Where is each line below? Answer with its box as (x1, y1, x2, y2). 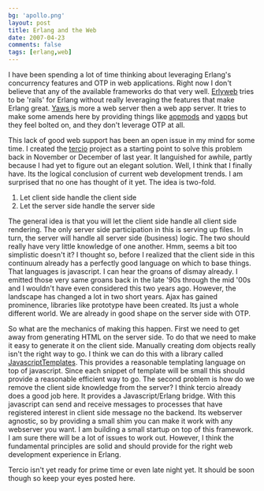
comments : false (8, 41, 61, 49)
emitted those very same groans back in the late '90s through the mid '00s (8, 275, 251, 284)
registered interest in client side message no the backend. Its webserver (8, 408, 243, 417)
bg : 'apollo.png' (8, 11, 65, 20)
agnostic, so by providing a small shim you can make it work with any (8, 416, 233, 425)
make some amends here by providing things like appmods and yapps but (8, 112, 248, 121)
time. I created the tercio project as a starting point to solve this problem (8, 144, 243, 153)
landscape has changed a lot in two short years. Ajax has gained (8, 292, 218, 301)
